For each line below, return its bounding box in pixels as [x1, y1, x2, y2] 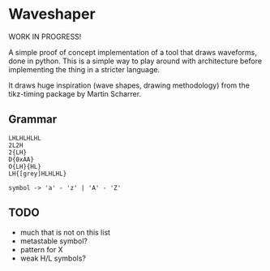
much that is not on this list [19, 227, 111, 237]
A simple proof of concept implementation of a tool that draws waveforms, [8, 47, 258, 57]
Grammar [8, 113, 58, 127]
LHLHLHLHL [8, 134, 42, 142]
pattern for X [19, 244, 63, 254]
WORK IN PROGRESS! [8, 32, 82, 41]
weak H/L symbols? [19, 253, 87, 263]
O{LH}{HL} [8, 162, 42, 170]
